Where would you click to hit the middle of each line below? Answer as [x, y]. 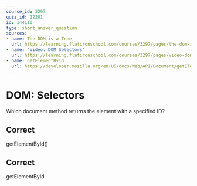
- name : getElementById [35, 60]
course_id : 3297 [26, 11]
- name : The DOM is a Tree [39, 39]
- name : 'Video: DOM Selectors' [45, 50]
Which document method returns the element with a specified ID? [86, 111]
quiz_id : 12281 [25, 17]
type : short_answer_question [42, 28]
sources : [17, 33]
